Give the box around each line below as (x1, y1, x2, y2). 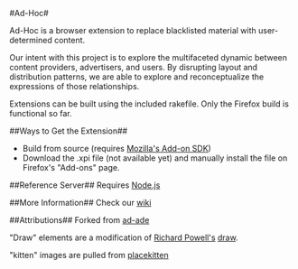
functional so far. (9, 108, 72, 118)
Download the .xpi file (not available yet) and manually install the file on (22, 153, 288, 163)
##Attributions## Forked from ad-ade (9, 215, 150, 225)
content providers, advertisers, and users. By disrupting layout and (9, 62, 258, 72)
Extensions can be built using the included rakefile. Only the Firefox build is (9, 98, 289, 109)
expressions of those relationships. (9, 81, 140, 91)
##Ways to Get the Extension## (9, 125, 128, 136)
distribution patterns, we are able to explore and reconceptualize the (9, 71, 265, 82)
